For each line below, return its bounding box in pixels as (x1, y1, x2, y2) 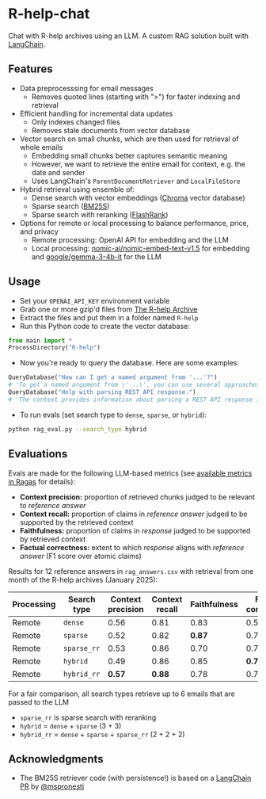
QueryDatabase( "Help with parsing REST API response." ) (8, 388, 196, 396)
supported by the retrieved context (19, 517, 134, 527)
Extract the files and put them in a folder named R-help (19, 312, 199, 322)
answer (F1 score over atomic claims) (19, 551, 142, 560)
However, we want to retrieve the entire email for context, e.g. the (31, 159, 245, 169)
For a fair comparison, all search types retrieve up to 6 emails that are (8, 689, 235, 698)
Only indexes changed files (31, 117, 120, 127)
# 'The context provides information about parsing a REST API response (8, 396, 253, 403)
